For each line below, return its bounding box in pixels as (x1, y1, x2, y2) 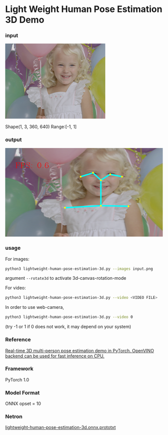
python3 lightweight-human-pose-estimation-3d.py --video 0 (5, 314, 133, 320)
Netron (5, 413, 22, 420)
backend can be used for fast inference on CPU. (5, 353, 105, 359)
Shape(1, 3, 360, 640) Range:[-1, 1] (5, 124, 77, 130)
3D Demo (5, 14, 44, 26)
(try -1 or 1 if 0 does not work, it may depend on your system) (5, 324, 131, 330)
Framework (5, 365, 33, 372)
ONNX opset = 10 (5, 400, 41, 406)
